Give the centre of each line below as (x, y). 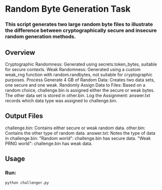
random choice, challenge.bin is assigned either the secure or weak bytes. (80, 90)
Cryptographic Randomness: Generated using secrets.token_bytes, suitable (81, 64)
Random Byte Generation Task (68, 9)
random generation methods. (40, 37)
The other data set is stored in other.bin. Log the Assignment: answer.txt (78, 95)
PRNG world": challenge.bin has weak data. (49, 143)
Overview (20, 52)
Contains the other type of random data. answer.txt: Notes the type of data (80, 133)
